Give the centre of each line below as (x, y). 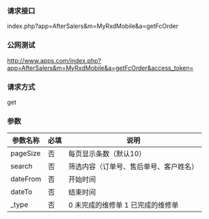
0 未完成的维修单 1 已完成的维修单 (123, 205)
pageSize (26, 153)
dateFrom (26, 179)
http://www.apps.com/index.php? (54, 60)
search (22, 166)
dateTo (22, 192)
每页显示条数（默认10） (107, 154)
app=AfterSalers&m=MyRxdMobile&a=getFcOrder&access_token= (100, 68)
